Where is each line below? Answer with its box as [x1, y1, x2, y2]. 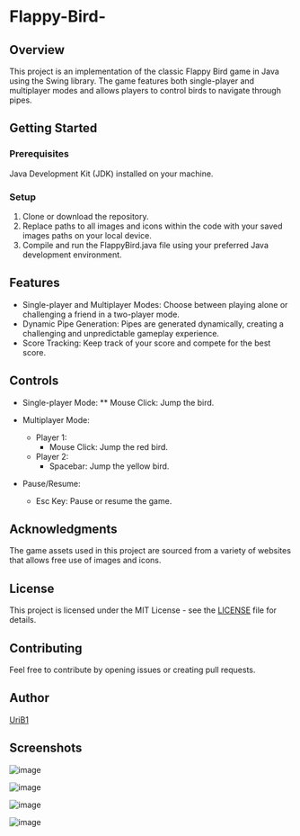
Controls [9, 373, 59, 389]
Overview [9, 42, 66, 58]
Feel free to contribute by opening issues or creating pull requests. [9, 664, 256, 676]
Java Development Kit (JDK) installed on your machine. [9, 168, 214, 179]
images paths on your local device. [22, 229, 153, 240]
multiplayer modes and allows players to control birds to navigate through [9, 85, 281, 95]
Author [9, 690, 49, 706]
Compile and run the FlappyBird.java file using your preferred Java [22, 239, 269, 250]
